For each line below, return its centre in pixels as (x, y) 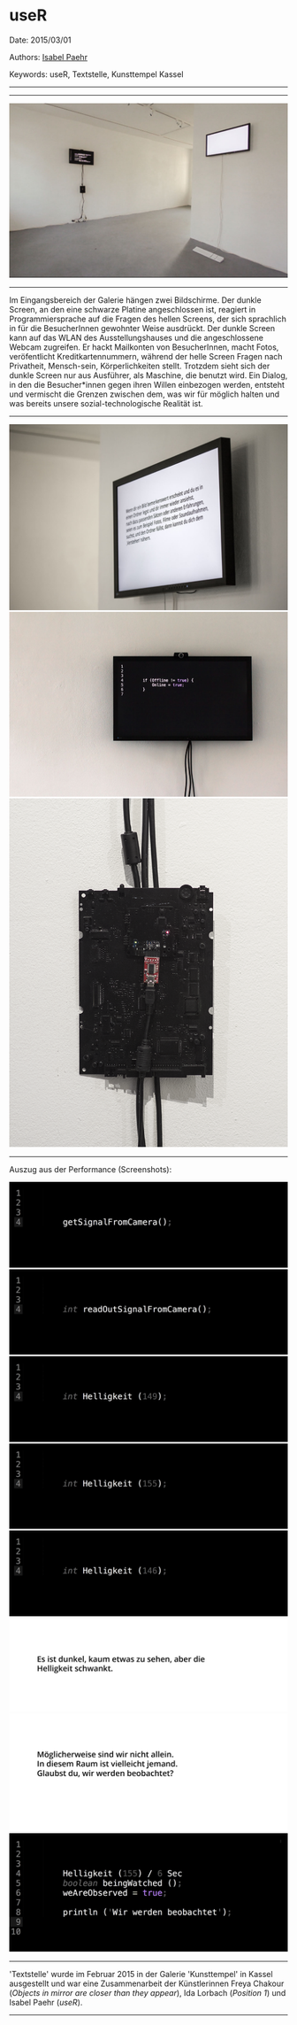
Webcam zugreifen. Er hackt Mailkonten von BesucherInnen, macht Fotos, (144, 347)
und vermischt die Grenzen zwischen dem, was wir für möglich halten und (145, 394)
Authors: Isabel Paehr (49, 57)
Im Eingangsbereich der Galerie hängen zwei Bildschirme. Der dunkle (136, 300)
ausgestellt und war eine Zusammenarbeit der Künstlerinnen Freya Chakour (147, 1983)
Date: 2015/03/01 (41, 40)
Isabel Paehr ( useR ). (46, 2003)
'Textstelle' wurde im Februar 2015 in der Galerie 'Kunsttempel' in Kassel (141, 1975)
